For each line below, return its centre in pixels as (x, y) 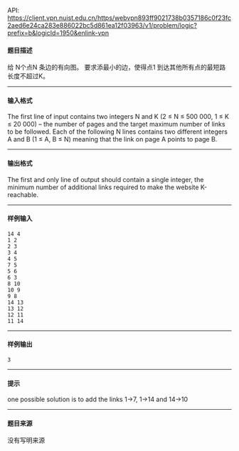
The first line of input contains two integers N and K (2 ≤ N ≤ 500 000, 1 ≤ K (118, 117)
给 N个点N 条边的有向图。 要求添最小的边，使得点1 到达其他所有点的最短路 (117, 68)
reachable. (23, 194)
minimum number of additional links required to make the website (103, 187)
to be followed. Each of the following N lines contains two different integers (117, 132)
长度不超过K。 (28, 76)
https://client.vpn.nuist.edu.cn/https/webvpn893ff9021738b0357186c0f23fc (119, 18)
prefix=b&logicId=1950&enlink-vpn (58, 33)
